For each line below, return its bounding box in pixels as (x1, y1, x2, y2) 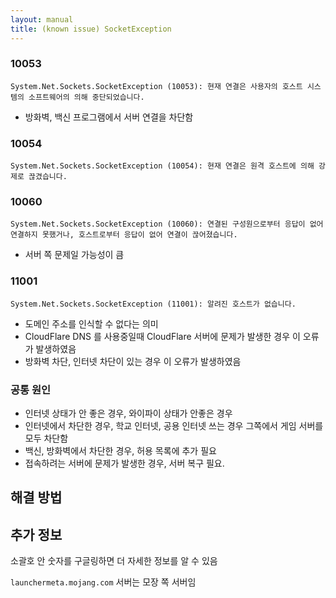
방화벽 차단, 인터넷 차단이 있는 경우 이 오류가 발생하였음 (24, 355, 242, 367)
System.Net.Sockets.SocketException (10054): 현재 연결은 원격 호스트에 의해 (10, 161, 315, 171)
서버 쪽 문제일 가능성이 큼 (24, 249, 125, 261)
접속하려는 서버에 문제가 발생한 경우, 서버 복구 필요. (24, 457, 225, 469)
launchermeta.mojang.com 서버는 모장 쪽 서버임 (10, 576, 197, 588)
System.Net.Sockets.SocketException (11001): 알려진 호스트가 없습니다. (10, 299, 297, 309)
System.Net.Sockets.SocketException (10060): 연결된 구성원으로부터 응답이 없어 (10, 219, 324, 230)
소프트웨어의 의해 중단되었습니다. (28, 92, 145, 102)
